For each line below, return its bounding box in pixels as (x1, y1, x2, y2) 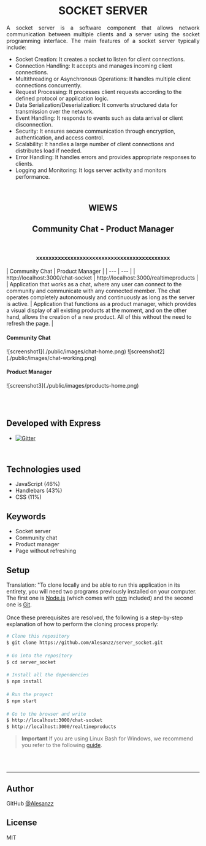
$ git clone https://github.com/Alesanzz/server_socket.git (6, 640, 164, 646)
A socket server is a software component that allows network (6, 24, 200, 31)
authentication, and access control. (15, 133, 105, 141)
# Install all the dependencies (6, 672, 89, 678)
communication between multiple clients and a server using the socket (6, 30, 200, 37)
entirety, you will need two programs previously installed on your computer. (6, 588, 197, 595)
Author (6, 783, 34, 794)
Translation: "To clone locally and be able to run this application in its (6, 581, 180, 589)
